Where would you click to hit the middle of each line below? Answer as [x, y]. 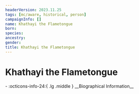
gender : [13, 43]
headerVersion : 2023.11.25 [33, 10]
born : [11, 29]
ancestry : [16, 38]
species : [14, 33]
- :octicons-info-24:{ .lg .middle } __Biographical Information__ [69, 86]
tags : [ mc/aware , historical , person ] [46, 15]
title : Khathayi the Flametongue [40, 47]
